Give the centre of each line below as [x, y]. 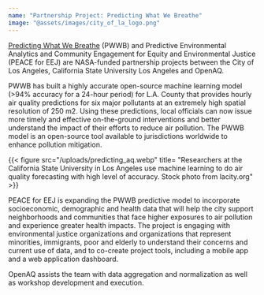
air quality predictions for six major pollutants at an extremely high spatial [127, 103]
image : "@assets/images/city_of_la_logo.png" [84, 23]
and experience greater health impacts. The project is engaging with [119, 225]
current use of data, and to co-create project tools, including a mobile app [128, 250]
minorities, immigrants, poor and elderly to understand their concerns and [128, 242]
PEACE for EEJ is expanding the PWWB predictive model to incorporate [124, 200]
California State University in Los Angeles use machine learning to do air [125, 168]
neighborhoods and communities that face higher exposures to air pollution [130, 217]
